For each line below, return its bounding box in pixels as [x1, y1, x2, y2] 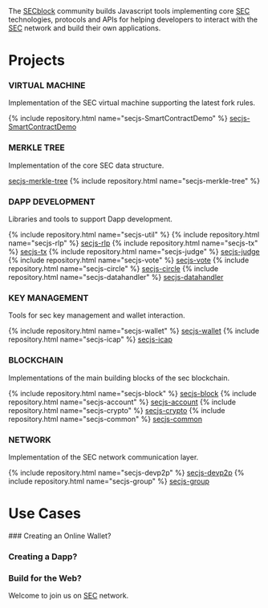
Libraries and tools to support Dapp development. [8, 214, 173, 224]
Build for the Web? [8, 572, 82, 583]
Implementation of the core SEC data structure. [8, 160, 164, 170]
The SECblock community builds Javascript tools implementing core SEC [8, 6, 250, 15]
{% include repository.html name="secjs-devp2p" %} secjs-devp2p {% [8, 468, 245, 477]
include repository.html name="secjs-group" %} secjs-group [8, 476, 210, 486]
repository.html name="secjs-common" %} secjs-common [8, 414, 203, 424]
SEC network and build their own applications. [8, 23, 161, 33]
